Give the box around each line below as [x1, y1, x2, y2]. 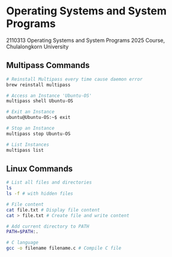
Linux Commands [6, 163, 73, 174]
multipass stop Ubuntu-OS [6, 130, 70, 137]
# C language [6, 240, 39, 246]
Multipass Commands [6, 60, 90, 71]
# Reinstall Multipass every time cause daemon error [6, 76, 143, 82]
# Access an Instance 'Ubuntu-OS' [6, 93, 93, 99]
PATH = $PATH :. [6, 229, 39, 235]
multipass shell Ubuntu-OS [6, 98, 73, 104]
